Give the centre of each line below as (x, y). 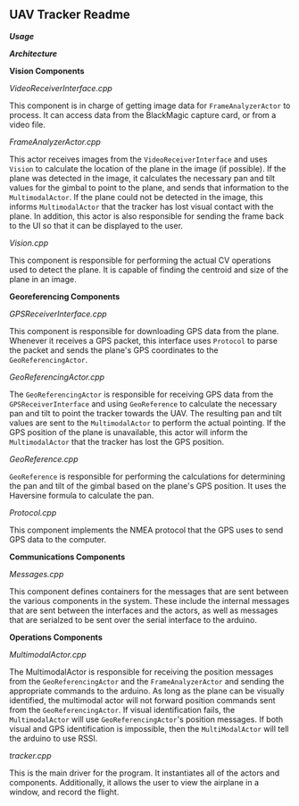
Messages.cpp (37, 574)
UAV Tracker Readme (70, 15)
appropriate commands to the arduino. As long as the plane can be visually (147, 691)
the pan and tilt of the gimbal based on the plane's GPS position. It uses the (148, 485)
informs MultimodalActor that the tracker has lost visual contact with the (141, 206)
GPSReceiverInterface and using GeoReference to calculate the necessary (143, 403)
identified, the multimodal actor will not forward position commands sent (142, 700)
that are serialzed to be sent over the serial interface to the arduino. (133, 619)
